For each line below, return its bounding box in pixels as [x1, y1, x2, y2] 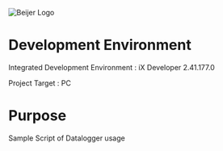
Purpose [8, 107, 67, 125]
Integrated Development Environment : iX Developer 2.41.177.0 [8, 62, 216, 72]
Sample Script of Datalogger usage [8, 133, 125, 143]
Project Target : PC [8, 78, 71, 88]
